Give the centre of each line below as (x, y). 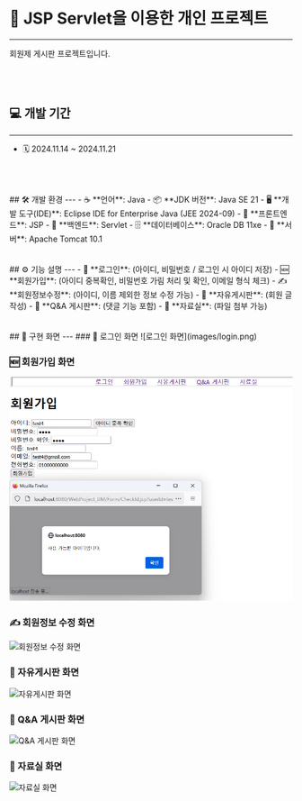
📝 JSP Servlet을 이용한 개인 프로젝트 (139, 18)
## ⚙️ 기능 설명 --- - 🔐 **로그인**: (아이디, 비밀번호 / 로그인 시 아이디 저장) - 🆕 (149, 269)
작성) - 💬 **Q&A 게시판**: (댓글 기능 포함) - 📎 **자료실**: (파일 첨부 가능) (138, 305)
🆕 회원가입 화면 (42, 361)
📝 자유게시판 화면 (44, 672)
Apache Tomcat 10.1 (66, 239)
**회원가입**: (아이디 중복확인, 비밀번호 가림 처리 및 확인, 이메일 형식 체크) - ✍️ (148, 280)
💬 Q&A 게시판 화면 (47, 719)
